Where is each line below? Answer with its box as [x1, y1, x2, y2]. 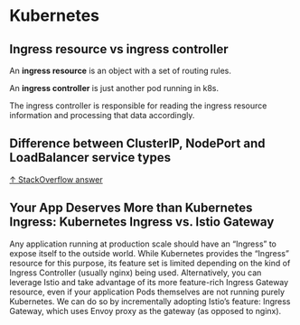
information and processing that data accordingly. [9, 110, 195, 120]
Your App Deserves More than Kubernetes [9, 200, 253, 216]
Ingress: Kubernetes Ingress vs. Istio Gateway [9, 214, 275, 230]
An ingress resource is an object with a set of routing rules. [9, 65, 232, 76]
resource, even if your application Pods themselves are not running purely [9, 286, 286, 297]
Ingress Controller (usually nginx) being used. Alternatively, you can [9, 267, 262, 278]
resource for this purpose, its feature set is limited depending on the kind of [9, 257, 291, 268]
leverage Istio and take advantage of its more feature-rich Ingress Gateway [9, 276, 289, 287]
